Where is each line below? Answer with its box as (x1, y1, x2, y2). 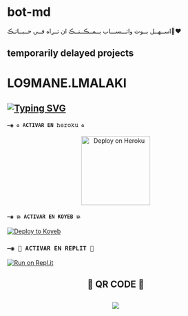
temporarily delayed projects (7, 48, 134, 59)
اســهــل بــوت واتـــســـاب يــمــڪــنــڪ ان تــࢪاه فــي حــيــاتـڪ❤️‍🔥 (7, 27, 182, 35)
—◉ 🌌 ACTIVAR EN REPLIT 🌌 (7, 244, 94, 253)
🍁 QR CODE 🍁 (87, 279, 145, 290)
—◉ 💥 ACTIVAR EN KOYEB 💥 (7, 213, 81, 220)
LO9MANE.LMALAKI (7, 75, 127, 90)
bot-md (7, 4, 51, 20)
